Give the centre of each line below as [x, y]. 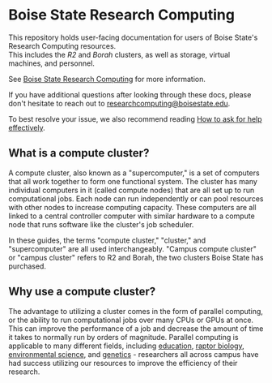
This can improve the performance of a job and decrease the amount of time [136, 328]
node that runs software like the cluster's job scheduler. [101, 224]
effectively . [27, 127]
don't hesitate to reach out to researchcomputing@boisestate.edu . [119, 103]
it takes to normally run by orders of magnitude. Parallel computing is [123, 337]
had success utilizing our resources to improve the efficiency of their [123, 363]
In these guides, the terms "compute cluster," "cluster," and [107, 240]
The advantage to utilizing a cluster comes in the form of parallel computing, [136, 311]
